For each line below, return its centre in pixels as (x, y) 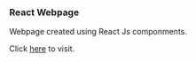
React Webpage (44, 12)
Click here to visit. (42, 49)
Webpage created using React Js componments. (98, 32)
